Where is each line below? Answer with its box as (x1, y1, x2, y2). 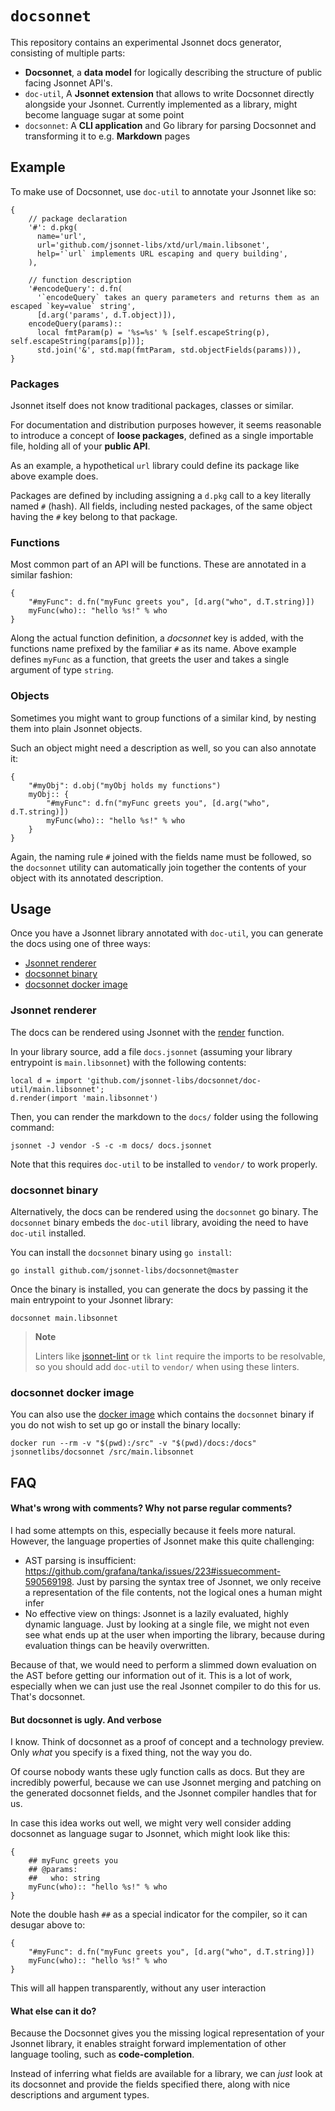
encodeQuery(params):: (28, 318, 123, 329)
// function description (28, 275, 132, 285)
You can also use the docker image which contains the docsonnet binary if (10, 1408, 315, 1421)
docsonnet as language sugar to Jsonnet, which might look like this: (10, 1828, 291, 1840)
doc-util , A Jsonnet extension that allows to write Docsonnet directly (24, 87, 315, 99)
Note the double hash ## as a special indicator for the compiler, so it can (10, 1908, 308, 1921)
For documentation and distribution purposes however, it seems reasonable (10, 419, 322, 431)
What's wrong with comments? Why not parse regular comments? (10, 1502, 293, 1514)
